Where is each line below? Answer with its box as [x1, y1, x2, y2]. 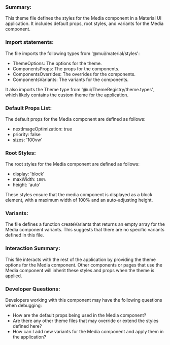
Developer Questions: [5, 285, 60, 293]
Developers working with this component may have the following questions [5, 297, 162, 303]
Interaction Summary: [5, 245, 60, 252]
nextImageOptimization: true [12, 126, 73, 132]
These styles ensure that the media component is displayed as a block [5, 192, 153, 198]
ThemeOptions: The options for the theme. [12, 60, 103, 66]
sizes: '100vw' [12, 137, 43, 143]
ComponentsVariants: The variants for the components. [12, 76, 129, 83]
